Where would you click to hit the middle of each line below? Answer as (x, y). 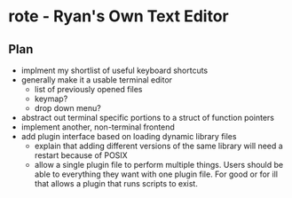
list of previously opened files (88, 89)
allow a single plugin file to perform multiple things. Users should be (159, 165)
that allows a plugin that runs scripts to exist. (116, 183)
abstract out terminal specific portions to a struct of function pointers (148, 118)
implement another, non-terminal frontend (98, 127)
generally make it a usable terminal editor (97, 80)
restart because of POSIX (81, 155)
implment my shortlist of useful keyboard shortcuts (114, 70)
